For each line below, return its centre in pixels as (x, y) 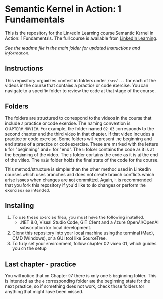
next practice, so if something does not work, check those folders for (75, 286)
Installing (20, 205)
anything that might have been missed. (44, 292)
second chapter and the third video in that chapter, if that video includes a (80, 134)
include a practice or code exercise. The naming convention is (68, 123)
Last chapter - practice (41, 264)
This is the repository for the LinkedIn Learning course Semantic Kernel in (79, 33)
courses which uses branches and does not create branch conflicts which (80, 174)
